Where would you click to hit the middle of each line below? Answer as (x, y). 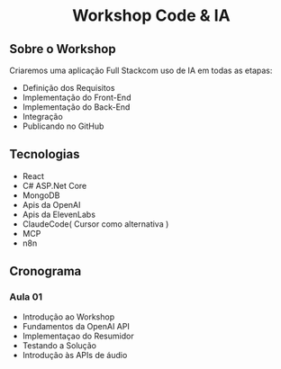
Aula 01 (26, 297)
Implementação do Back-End (76, 107)
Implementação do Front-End (77, 97)
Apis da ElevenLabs (59, 214)
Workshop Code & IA (151, 16)
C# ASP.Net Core (54, 185)
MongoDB (41, 195)
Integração (42, 117)
